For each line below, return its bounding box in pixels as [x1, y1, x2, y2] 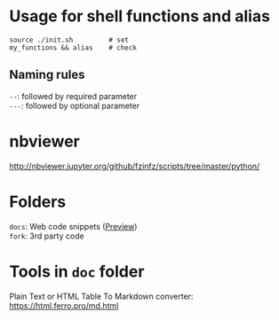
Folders [9, 191, 67, 212]
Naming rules [9, 67, 85, 82]
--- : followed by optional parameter [9, 100, 140, 111]
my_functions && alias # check [9, 43, 138, 52]
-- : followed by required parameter [9, 90, 138, 101]
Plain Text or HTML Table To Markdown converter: [9, 291, 194, 301]
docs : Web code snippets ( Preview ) [9, 221, 138, 231]
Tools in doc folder [9, 261, 145, 281]
